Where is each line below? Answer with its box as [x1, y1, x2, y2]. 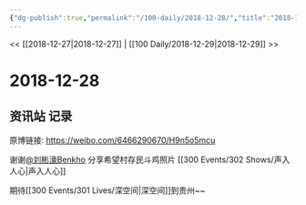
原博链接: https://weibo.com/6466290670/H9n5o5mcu [9, 134, 216, 146]
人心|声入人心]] [9, 165, 66, 176]
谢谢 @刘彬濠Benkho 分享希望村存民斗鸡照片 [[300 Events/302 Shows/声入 [9, 154, 291, 165]
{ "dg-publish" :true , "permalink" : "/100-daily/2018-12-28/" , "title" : [9, 13, 271, 23]
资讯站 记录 [9, 108, 73, 124]
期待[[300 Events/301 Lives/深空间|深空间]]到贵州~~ [9, 184, 206, 196]
